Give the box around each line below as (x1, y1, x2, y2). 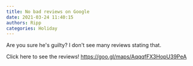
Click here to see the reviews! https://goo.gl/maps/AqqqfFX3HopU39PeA (6, 53, 187, 60)
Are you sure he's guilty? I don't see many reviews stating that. (6, 42, 162, 49)
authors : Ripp (6, 20, 42, 26)
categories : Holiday (6, 25, 58, 32)
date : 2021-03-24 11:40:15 (6, 14, 74, 20)
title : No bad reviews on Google (6, 8, 90, 15)
